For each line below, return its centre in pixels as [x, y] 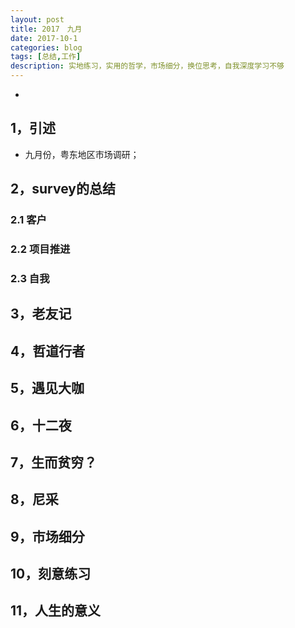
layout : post [37, 19]
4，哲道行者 [48, 351]
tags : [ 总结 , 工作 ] [46, 57]
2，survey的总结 [63, 189]
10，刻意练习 [51, 574]
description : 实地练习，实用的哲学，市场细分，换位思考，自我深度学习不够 [147, 66]
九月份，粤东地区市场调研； [82, 154]
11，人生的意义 [56, 611]
